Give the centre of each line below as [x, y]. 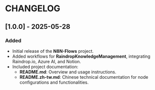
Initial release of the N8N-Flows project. [53, 51]
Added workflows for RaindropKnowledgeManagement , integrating [81, 56]
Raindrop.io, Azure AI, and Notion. [47, 61]
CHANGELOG [33, 9]
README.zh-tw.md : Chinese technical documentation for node [84, 77]
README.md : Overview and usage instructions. [68, 72]
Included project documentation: [45, 67]
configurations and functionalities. [54, 82]
